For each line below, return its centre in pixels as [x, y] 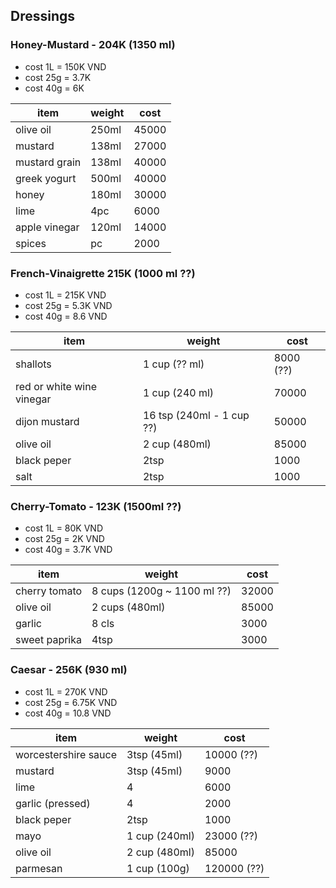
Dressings [43, 16]
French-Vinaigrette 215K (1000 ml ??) [103, 273]
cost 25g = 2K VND [64, 539]
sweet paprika [48, 640]
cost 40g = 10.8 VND [68, 713]
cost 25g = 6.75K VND [71, 702]
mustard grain [48, 162]
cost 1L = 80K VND [63, 528]
